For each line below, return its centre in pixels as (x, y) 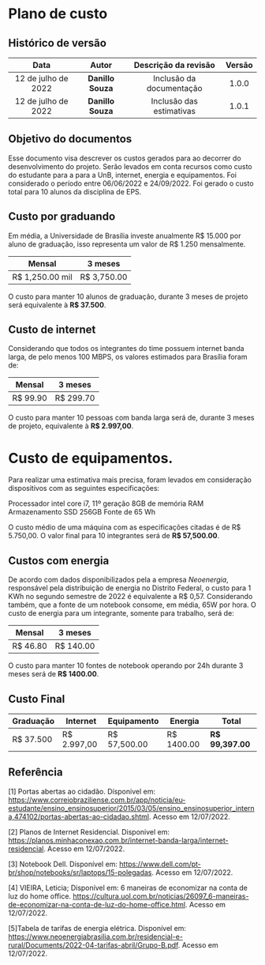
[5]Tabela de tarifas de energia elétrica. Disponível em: (97, 928)
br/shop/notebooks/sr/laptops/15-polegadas (80, 872)
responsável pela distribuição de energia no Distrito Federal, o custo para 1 (130, 588)
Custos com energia (59, 561)
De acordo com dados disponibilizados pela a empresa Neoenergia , (118, 580)
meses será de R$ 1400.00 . (54, 674)
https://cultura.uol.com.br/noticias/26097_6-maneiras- (161, 896)
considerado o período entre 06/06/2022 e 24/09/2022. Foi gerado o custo (131, 183)
